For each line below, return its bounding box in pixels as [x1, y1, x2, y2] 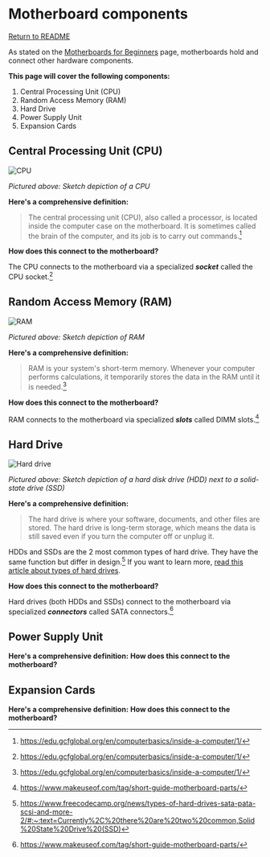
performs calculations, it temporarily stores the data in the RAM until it [27, 372, 260, 381]
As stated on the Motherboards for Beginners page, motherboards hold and [8, 47, 259, 56]
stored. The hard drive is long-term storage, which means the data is [27, 523, 256, 532]
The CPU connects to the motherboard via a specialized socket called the [8, 262, 253, 272]
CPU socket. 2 [8, 270, 54, 282]
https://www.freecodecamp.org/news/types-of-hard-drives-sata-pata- [19, 798, 256, 808]
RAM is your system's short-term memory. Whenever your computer [27, 363, 256, 373]
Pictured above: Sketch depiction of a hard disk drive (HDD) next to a [8, 475, 239, 484]
